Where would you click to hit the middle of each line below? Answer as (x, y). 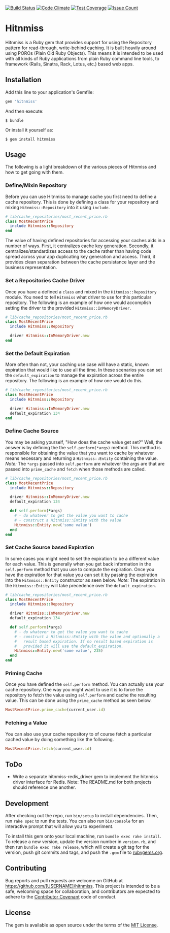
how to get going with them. (35, 172)
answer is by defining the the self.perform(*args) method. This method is (83, 447)
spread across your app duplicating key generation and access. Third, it (80, 257)
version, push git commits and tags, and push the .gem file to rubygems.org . (84, 852)
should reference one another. (44, 787)
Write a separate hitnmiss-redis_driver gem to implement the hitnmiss (85, 777)
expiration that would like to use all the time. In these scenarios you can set (84, 370)
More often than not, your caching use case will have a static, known (77, 364)
